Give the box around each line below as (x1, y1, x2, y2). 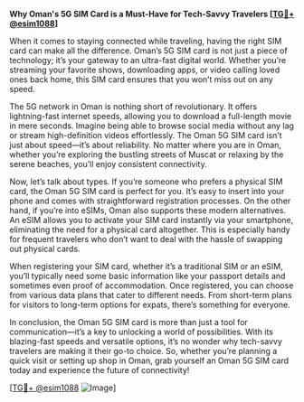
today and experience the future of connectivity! (9, 365, 190, 375)
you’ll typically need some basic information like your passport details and (9, 271, 286, 281)
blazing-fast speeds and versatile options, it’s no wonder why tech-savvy (9, 336, 283, 347)
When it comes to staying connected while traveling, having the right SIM (9, 36, 282, 46)
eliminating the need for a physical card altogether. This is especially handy (9, 224, 291, 235)
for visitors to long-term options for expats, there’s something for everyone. (9, 299, 291, 310)
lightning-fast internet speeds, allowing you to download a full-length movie (9, 111, 292, 121)
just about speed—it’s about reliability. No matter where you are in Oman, (9, 140, 282, 150)
